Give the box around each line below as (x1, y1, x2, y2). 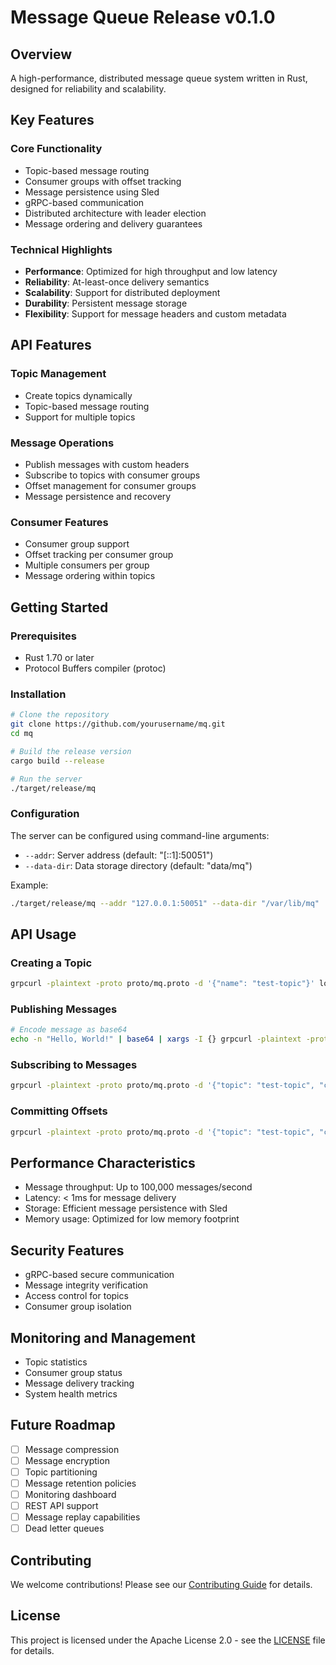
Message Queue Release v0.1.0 (10, 6, 276, 29)
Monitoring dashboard (24, 1489, 117, 1500)
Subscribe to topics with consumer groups (24, 469, 201, 481)
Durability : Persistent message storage (24, 297, 188, 309)
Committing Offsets (10, 1104, 108, 1118)
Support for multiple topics (24, 411, 136, 423)
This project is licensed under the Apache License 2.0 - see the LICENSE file (10, 1634, 326, 1646)
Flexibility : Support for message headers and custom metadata (24, 307, 287, 320)
